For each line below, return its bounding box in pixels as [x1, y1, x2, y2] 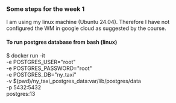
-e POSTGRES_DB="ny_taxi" [6, 71, 77, 78]
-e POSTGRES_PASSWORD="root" [6, 65, 92, 72]
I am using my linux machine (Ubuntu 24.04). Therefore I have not [6, 19, 170, 26]
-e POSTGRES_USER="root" [6, 58, 76, 65]
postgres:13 [6, 90, 36, 97]
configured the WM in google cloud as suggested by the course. [6, 25, 167, 32]
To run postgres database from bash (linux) [6, 38, 118, 46]
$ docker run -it [6, 51, 45, 59]
